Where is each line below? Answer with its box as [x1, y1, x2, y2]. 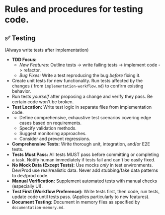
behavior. [11, 88, 31, 94]
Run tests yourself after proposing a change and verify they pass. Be [11, 93, 153, 99]
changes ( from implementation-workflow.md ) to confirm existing [11, 83, 144, 89]
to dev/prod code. [11, 173, 49, 178]
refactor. [23, 67, 41, 73]
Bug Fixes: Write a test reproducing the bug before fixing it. [19, 72, 141, 78]
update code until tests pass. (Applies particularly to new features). [11, 194, 150, 200]
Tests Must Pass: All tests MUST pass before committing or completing [11, 151, 160, 157]
